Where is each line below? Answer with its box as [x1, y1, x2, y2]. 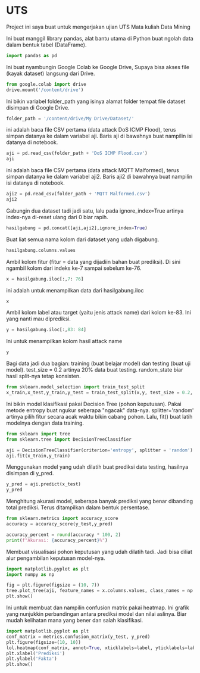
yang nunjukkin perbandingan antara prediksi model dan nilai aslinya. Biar [6, 610, 187, 618]
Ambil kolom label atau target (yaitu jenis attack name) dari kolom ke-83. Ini [6, 309, 192, 316]
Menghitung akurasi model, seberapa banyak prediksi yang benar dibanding [6, 498, 193, 505]
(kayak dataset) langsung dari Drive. [6, 70, 95, 77]
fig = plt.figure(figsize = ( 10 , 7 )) [6, 582, 100, 588]
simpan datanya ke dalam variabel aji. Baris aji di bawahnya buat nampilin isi [6, 132, 193, 140]
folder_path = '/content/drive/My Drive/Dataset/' [6, 116, 135, 121]
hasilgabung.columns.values [6, 247, 76, 253]
